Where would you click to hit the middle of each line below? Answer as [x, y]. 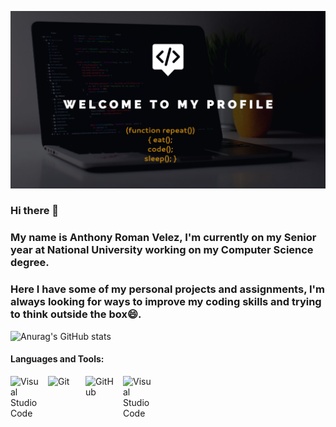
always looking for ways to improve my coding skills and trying [166, 302]
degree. [30, 263]
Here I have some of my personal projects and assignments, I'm [168, 289]
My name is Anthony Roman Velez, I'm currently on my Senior [163, 238]
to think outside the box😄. [76, 314]
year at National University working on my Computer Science [162, 250]
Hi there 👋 [35, 211]
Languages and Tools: [57, 359]
